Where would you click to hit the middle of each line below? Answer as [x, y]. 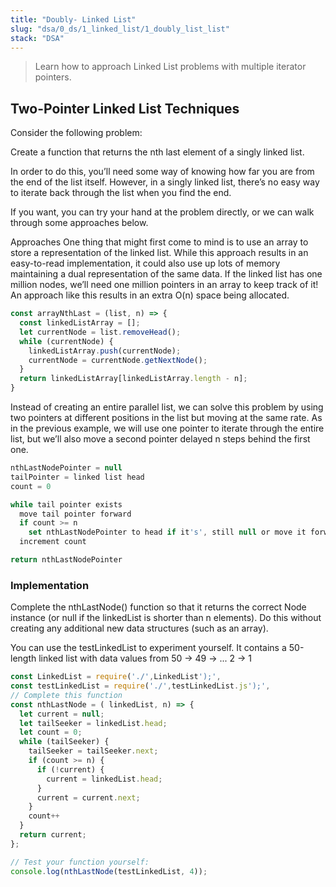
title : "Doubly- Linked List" [73, 19]
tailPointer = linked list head [77, 477]
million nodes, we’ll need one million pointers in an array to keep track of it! [164, 285]
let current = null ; [62, 714]
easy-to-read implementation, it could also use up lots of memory [145, 263]
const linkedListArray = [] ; [80, 323]
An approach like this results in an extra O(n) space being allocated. [150, 295]
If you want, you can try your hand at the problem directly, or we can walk [162, 212]
